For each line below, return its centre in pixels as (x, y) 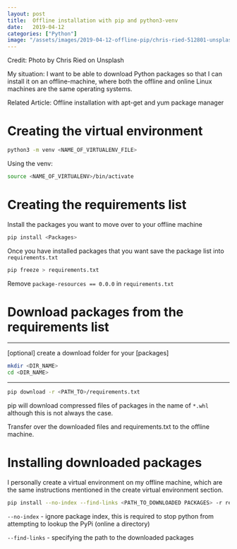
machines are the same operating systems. (70, 89)
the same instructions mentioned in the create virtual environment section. (115, 490)
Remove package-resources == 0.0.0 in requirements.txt (91, 283)
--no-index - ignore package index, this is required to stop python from (110, 516)
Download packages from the (96, 312)
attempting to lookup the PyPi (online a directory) (79, 524)
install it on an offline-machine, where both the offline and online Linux (110, 81)
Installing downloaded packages (105, 463)
